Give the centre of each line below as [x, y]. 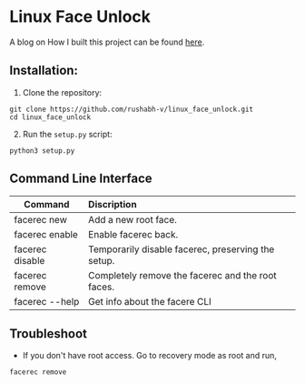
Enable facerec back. [133, 234]
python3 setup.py [42, 151]
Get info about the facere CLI [149, 301]
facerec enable [46, 234]
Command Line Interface [81, 179]
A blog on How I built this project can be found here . [107, 42]
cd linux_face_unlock [50, 117]
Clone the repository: [62, 92]
